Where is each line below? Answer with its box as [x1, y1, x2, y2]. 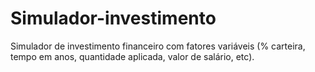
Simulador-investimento [10, 7, 217, 30]
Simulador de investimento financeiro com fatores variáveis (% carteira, [10, 40, 306, 52]
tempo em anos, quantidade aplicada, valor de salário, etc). [10, 50, 255, 62]
